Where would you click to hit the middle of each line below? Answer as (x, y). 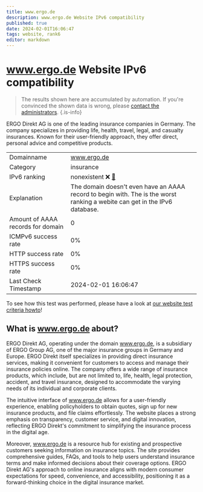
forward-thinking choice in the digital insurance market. (76, 482)
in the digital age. (28, 432)
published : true (27, 23)
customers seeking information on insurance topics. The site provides (93, 450)
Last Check (25, 281)
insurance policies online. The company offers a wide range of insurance (97, 369)
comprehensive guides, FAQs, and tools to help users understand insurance (101, 456)
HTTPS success (32, 263)
